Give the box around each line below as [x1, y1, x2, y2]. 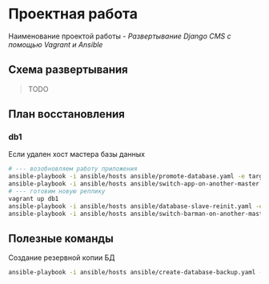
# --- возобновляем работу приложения [8, 165, 138, 173]
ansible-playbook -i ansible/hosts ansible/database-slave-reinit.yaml [8, 202, 252, 210]
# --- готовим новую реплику [8, 187, 106, 196]
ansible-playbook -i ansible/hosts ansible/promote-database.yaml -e [8, 173, 246, 181]
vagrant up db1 [8, 194, 59, 202]
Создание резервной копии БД [8, 253, 115, 262]
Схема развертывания [8, 63, 128, 77]
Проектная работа [8, 5, 139, 23]
